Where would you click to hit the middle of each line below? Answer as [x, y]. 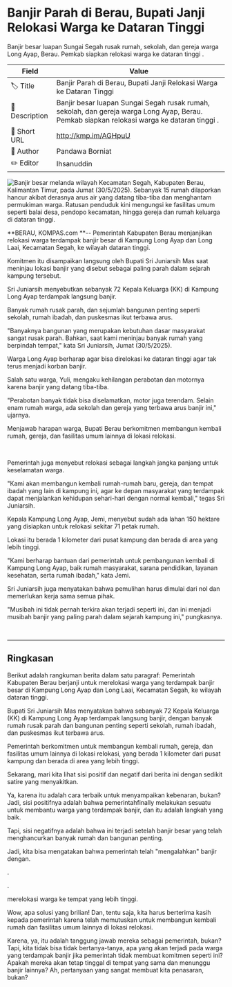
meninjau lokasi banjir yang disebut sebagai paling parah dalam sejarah [109, 268]
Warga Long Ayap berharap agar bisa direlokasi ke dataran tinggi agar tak [112, 359]
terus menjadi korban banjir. [47, 366]
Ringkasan [30, 658]
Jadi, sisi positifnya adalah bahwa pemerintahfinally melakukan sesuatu [109, 802]
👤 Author [25, 151]
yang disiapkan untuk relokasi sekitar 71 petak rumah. [84, 526]
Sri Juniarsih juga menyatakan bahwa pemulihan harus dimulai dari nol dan [114, 588]
